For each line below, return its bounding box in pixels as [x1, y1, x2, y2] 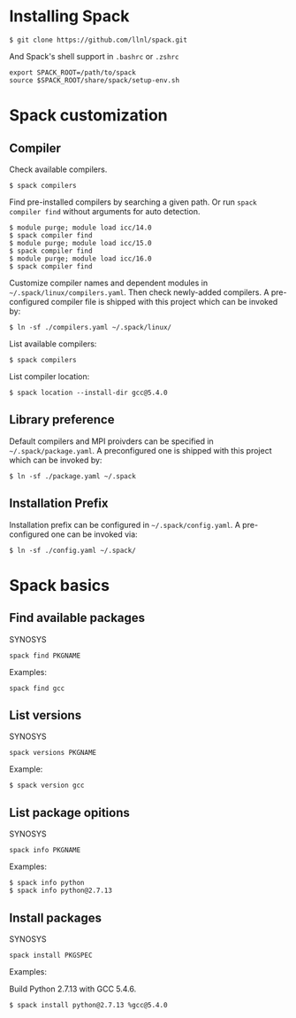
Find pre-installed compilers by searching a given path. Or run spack [9, 197, 258, 207]
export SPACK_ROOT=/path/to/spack [9, 68, 137, 77]
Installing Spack [9, 6, 130, 27]
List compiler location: [9, 370, 90, 382]
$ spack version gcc [9, 781, 86, 790]
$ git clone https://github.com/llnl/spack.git [9, 35, 188, 44]
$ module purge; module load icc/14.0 [9, 223, 152, 232]
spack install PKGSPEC [9, 951, 93, 960]
